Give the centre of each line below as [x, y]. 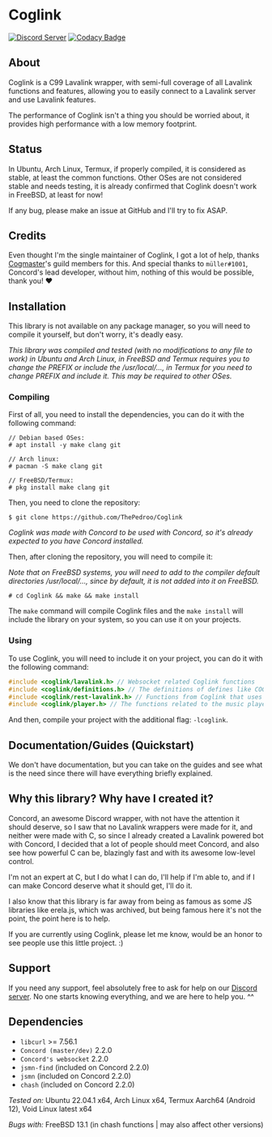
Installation [37, 307]
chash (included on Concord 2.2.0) [77, 1084]
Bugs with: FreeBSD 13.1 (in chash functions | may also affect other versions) [136, 1124]
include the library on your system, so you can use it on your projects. [125, 620]
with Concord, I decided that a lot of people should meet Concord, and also [134, 844]
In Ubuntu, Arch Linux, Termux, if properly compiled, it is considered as [127, 168]
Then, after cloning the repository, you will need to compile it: [110, 557]
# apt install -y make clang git [65, 445]
